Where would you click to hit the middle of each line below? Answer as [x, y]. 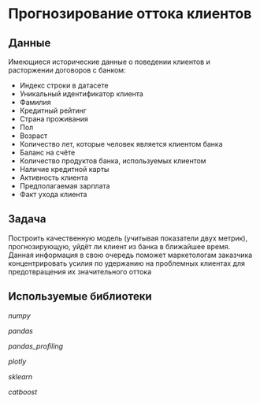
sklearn [20, 376]
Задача [27, 219]
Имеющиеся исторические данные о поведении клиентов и [109, 62]
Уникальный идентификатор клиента [81, 94]
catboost [23, 392]
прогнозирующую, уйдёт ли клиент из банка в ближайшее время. [119, 246]
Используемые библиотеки [80, 297]
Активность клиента [54, 177]
